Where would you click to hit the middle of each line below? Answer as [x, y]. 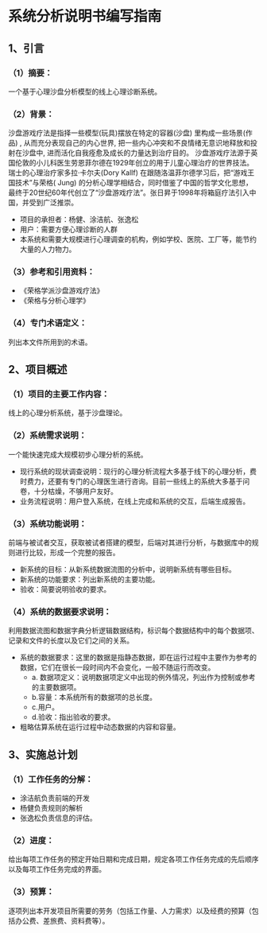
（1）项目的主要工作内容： [59, 395]
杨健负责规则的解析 [51, 808]
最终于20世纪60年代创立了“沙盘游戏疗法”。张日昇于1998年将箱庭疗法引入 [129, 192]
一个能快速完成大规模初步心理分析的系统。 [78, 454]
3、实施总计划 [43, 754]
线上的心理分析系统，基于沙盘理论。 [68, 413]
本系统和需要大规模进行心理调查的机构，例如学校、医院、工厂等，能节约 [138, 239]
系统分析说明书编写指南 [85, 16]
